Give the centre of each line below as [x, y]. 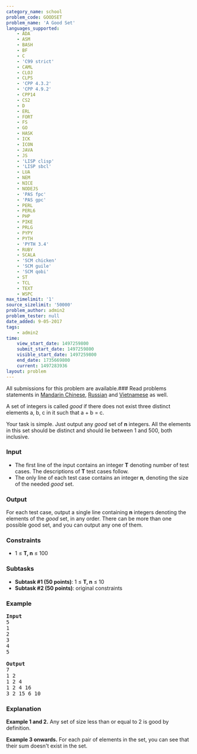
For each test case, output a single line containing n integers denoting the [96, 512]
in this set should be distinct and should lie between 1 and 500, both [89, 430]
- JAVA [25, 150]
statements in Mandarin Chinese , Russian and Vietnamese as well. [87, 395]
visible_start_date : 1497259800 [57, 355]
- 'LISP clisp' [36, 161]
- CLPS [25, 78]
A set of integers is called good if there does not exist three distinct [88, 406]
